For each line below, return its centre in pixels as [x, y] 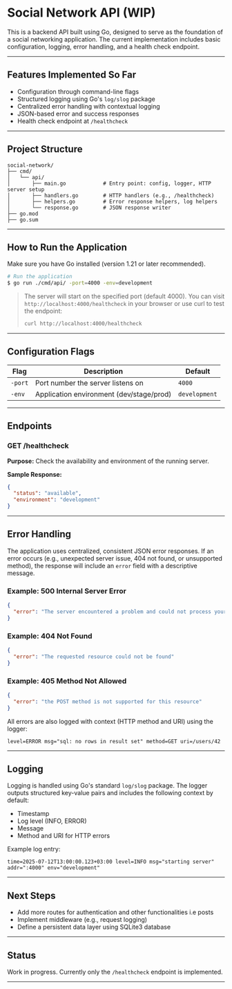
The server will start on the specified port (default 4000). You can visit [124, 296]
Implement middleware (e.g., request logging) [82, 920]
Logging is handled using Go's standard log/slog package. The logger [107, 786]
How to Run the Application [67, 247]
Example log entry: [34, 849]
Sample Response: [35, 474]
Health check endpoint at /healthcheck [72, 121]
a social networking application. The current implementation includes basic [114, 39]
